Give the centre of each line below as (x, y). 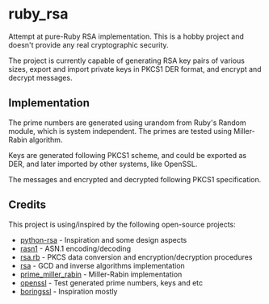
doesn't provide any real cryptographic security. (88, 44)
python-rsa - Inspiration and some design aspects (103, 239)
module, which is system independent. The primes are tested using (120, 131)
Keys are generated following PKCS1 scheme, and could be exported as (128, 155)
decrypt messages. (40, 77)
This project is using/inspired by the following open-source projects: (122, 224)
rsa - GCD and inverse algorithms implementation (103, 265)
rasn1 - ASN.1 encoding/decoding (76, 248)
